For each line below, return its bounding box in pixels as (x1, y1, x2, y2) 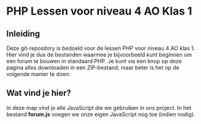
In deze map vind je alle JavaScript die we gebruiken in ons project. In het (6, 104, 192, 111)
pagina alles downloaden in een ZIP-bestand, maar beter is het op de (6, 64, 180, 71)
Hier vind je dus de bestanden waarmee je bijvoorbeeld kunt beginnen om (6, 51, 192, 58)
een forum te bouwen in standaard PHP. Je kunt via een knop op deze (6, 58, 182, 64)
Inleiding (6, 29, 41, 39)
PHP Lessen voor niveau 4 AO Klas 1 (6, 4, 192, 18)
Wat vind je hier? (6, 88, 71, 98)
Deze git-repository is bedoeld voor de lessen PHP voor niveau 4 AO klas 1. (6, 44, 196, 52)
